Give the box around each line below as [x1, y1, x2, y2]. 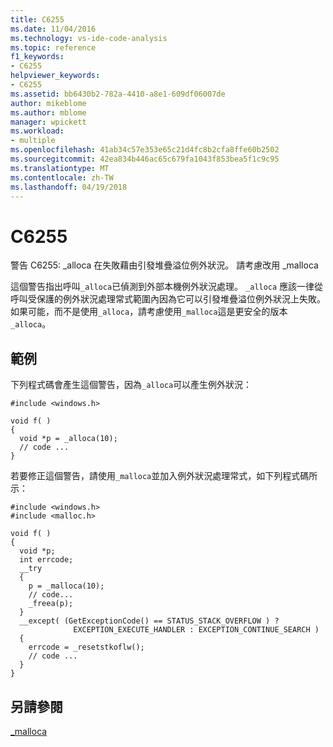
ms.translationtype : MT [10, 163, 110, 173]
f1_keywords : [10, 52, 65, 62]
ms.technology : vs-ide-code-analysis [10, 33, 168, 43]
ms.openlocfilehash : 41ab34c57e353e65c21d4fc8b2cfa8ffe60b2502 [10, 145, 280, 155]
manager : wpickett [10, 117, 87, 127]
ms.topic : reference [10, 42, 97, 53]
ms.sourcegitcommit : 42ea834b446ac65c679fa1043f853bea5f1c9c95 [10, 154, 280, 164]
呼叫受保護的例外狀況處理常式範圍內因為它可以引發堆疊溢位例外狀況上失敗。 [10, 293, 326, 305]
